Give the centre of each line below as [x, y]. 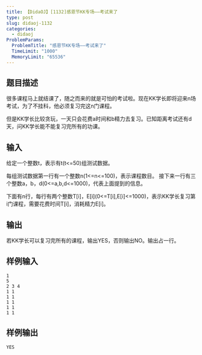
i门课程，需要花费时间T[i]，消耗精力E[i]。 [58, 204]
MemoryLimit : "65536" [39, 57]
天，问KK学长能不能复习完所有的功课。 [55, 126]
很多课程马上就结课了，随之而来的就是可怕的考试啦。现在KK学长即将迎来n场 [101, 99]
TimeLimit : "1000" [35, 51]
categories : [21, 29]
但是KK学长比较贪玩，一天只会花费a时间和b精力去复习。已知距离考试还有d [99, 119]
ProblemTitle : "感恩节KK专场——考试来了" [59, 46]
